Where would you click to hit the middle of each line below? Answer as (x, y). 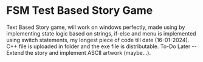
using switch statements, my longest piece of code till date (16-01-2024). (98, 40)
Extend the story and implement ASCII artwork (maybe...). (78, 52)
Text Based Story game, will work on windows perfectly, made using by (96, 27)
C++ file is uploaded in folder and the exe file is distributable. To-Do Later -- (101, 46)
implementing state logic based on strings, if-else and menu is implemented (101, 33)
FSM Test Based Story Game (80, 11)
